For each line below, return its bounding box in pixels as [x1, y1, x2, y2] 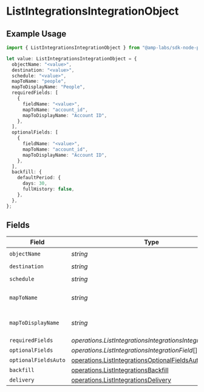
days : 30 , [22, 180, 47, 187]
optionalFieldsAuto [9, 357, 66, 364]
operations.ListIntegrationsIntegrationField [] [71, 346, 198, 355]
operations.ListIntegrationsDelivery [71, 376, 172, 385]
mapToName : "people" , [12, 78, 67, 85]
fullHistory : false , [22, 186, 75, 192]
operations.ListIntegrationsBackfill [71, 366, 169, 374]
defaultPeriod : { [17, 175, 61, 181]
